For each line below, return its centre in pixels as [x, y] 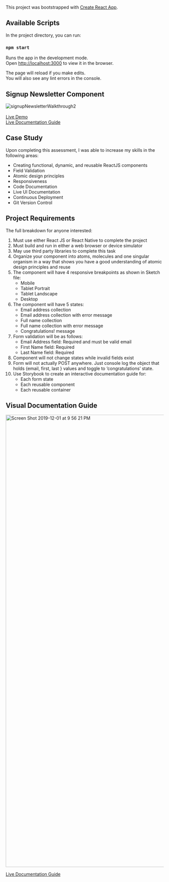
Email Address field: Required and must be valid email [76, 342]
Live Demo [17, 117]
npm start [18, 47]
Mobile [28, 283]
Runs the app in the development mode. [47, 58]
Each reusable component [47, 384]
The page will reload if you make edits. [46, 73]
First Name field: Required [47, 347]
